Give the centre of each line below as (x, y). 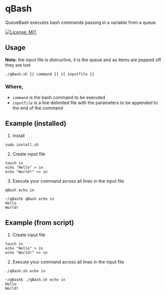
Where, (14, 87)
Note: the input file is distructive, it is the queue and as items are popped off (83, 60)
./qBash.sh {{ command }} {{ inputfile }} (50, 74)
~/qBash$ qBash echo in (30, 199)
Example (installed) (36, 124)
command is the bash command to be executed (59, 98)
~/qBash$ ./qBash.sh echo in (35, 280)
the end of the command (38, 108)
